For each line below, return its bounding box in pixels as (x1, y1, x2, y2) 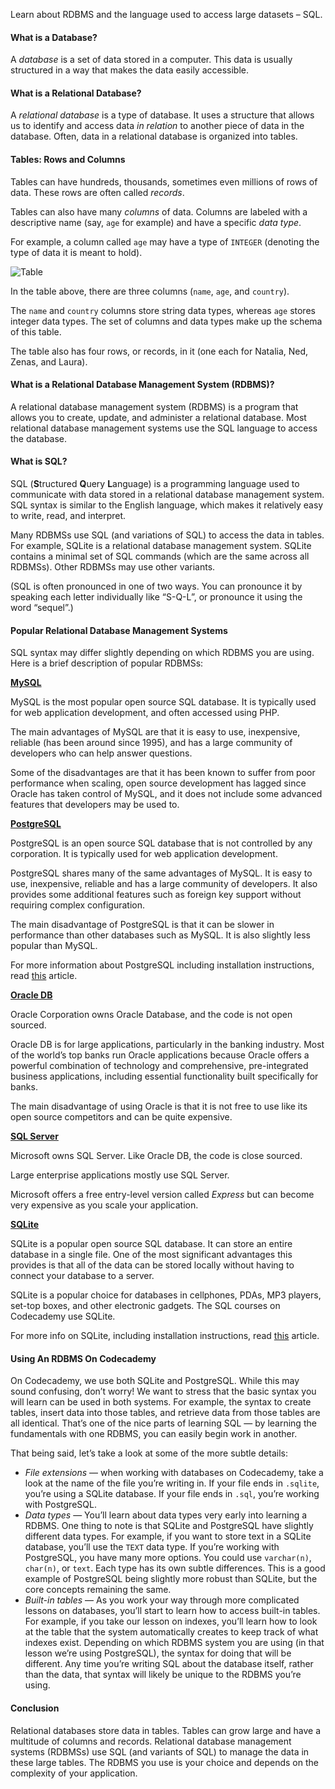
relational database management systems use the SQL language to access (10, 422, 318, 434)
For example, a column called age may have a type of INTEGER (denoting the (10, 235, 320, 248)
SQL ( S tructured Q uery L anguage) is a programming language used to (10, 478, 300, 490)
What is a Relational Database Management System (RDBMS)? (10, 379, 275, 391)
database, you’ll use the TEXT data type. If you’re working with (24, 1541, 280, 1553)
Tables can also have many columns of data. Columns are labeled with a (10, 205, 308, 218)
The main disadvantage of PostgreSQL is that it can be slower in (10, 919, 275, 931)
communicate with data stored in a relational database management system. (10, 489, 325, 501)
